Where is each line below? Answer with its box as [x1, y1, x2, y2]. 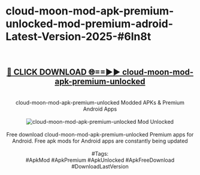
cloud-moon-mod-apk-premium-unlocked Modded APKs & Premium [15, 99, 185, 106]
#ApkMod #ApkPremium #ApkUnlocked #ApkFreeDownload [25, 156, 175, 164]
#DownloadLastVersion [71, 162, 129, 170]
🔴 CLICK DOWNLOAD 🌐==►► [6, 67, 121, 78]
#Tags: [91, 150, 109, 157]
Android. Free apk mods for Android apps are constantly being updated [12, 137, 188, 144]
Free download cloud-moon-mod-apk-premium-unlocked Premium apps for [6, 130, 194, 138]
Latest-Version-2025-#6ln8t [5, 30, 151, 43]
